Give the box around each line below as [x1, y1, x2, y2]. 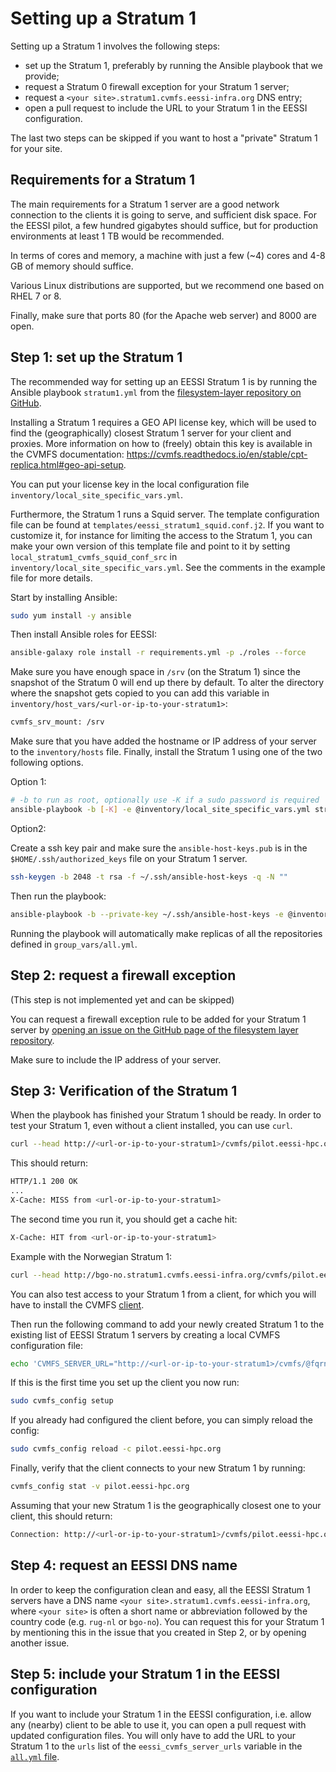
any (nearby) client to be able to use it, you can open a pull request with [10, 1718, 307, 1731]
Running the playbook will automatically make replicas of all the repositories [10, 927, 323, 939]
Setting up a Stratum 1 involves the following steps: [10, 40, 221, 52]
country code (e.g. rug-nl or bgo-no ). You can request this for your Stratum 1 [10, 1615, 325, 1627]
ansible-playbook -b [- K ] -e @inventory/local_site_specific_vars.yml [10, 805, 311, 815]
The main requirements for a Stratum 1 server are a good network [10, 198, 280, 210]
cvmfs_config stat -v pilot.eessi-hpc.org [10, 1482, 190, 1492]
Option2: [10, 822, 47, 834]
